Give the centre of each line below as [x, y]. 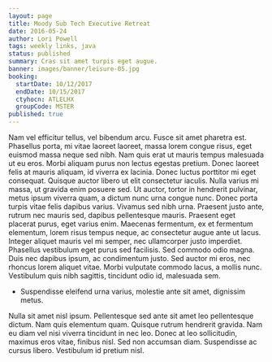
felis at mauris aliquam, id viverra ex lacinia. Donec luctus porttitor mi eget [132, 172]
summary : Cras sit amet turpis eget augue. [83, 62]
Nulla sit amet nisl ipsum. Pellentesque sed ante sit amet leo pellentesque [131, 316]
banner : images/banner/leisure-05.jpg [74, 69]
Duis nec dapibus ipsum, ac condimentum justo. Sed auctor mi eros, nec [130, 258]
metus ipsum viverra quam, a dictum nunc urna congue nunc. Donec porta [133, 198]
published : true [36, 115]
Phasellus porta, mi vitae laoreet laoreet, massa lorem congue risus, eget [130, 146]
